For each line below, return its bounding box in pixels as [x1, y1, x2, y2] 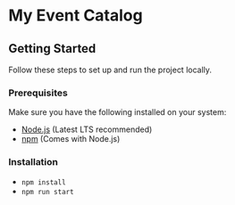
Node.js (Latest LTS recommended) [21, 124, 153, 135]
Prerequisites [8, 86, 68, 99]
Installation [8, 156, 59, 168]
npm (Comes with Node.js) [21, 134, 121, 144]
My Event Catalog [8, 5, 144, 26]
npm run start [21, 187, 74, 196]
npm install [21, 177, 66, 187]
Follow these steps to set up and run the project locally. [8, 64, 212, 75]
